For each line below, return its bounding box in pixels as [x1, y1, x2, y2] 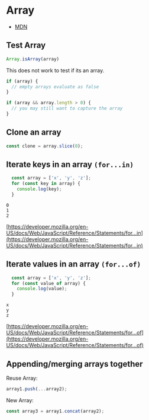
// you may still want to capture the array [11, 105, 123, 111]
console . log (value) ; [17, 286, 67, 292]
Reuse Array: [6, 374, 38, 381]
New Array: [6, 396, 34, 403]
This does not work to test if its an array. [6, 66, 105, 74]
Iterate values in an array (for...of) [6, 259, 141, 270]
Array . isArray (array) [6, 56, 60, 62]
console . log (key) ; [17, 186, 62, 193]
